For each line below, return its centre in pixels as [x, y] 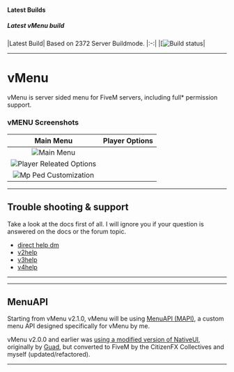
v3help [27, 259]
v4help [28, 267]
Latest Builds [26, 10]
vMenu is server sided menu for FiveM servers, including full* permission [112, 97]
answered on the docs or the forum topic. [67, 231]
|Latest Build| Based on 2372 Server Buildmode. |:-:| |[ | [106, 43]
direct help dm [38, 245]
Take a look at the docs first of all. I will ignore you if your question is [106, 224]
